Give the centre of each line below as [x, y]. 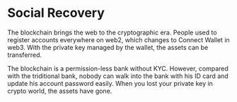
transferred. [25, 55]
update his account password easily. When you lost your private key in [110, 83]
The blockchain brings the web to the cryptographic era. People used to [112, 32]
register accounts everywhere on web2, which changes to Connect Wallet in [118, 39]
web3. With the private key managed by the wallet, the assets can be [108, 47]
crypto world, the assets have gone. [60, 91]
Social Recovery [56, 13]
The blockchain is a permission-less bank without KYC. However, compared [118, 68]
